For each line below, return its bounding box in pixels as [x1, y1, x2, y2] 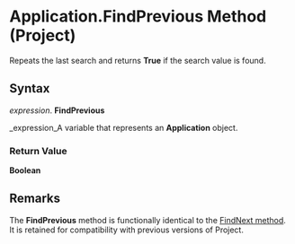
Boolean [9, 165, 41, 176]
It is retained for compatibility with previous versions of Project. [9, 224, 245, 235]
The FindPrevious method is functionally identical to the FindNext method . [9, 214, 286, 225]
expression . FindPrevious [9, 105, 105, 116]
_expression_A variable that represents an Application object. [9, 122, 238, 133]
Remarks [9, 191, 61, 206]
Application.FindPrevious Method [9, 6, 267, 27]
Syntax [9, 81, 50, 96]
